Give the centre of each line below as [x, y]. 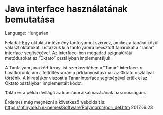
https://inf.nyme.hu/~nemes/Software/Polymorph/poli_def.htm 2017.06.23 [79, 107]
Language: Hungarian [27, 33]
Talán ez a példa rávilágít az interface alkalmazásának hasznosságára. [76, 92]
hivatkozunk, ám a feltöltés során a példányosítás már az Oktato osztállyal [79, 72]
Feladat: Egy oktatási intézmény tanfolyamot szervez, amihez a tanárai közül [82, 42]
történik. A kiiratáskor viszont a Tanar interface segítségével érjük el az [76, 78]
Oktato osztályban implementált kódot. [44, 83]
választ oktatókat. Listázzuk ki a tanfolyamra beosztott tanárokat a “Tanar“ [80, 47]
